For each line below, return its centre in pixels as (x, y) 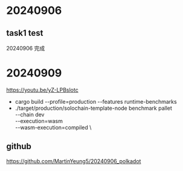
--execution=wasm (39, 121)
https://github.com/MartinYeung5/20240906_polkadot (74, 161)
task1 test (25, 33)
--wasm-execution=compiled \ (53, 127)
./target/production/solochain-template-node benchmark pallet (93, 108)
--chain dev (30, 114)
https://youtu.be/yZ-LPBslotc (42, 90)
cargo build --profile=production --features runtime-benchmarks (96, 101)
